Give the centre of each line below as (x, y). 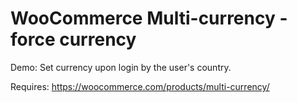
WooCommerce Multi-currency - (149, 18)
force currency (73, 39)
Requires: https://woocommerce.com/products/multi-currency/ (140, 86)
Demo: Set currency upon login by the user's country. (121, 67)
